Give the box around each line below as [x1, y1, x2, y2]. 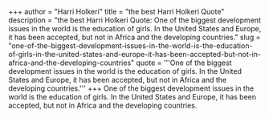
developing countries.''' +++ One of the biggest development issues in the [8, 83, 255, 93]
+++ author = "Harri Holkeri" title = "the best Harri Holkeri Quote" [8, 7, 225, 16]
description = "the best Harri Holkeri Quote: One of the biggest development [8, 15, 261, 25]
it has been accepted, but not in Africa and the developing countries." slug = [8, 32, 261, 42]
